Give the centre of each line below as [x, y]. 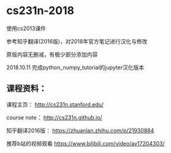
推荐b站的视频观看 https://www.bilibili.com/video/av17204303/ [85, 143]
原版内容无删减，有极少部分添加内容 [52, 54]
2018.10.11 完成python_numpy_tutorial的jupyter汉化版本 [75, 67]
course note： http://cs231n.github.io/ [54, 118]
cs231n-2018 [40, 11]
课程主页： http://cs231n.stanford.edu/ [55, 104]
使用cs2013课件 [26, 28]
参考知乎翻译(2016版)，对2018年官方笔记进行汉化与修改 [77, 41]
